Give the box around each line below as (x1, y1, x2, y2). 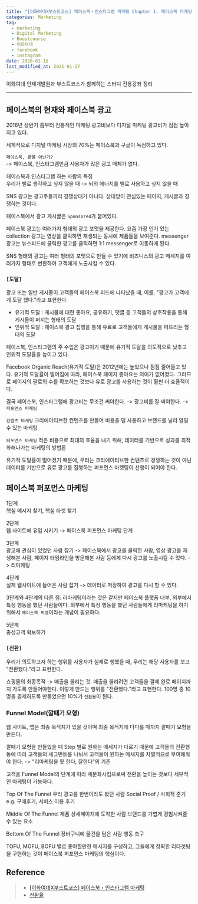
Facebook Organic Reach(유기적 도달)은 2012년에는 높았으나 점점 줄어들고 (6, 363, 181, 370)
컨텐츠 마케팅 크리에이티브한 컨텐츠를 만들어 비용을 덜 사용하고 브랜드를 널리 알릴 (6, 417, 189, 424)
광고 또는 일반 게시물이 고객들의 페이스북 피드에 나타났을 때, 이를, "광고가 (6, 289, 174, 296)
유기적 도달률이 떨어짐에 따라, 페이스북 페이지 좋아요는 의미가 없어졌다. (14, 371, 176, 378)
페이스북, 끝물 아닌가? (6, 154, 54, 160)
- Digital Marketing (11, 31, 62, 37)
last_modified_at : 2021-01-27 (6, 63, 81, 70)
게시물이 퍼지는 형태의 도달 (14, 316, 77, 323)
